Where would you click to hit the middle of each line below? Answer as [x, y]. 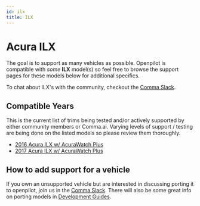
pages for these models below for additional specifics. [73, 76]
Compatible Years [40, 106]
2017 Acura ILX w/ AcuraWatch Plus [59, 151]
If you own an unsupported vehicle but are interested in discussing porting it [100, 184]
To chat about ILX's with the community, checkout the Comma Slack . [91, 88]
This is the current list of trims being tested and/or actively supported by [95, 120]
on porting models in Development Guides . [59, 196]
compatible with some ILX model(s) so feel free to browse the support [93, 70]
